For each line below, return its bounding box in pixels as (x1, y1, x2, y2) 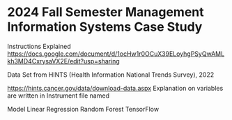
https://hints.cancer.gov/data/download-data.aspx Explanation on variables (7, 84, 224, 92)
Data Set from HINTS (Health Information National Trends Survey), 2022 (7, 70, 215, 79)
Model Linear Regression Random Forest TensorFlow (7, 105, 159, 113)
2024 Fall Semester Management (7, 4, 204, 20)
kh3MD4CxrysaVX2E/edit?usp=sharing (7, 57, 120, 65)
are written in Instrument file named (7, 91, 110, 100)
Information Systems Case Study (7, 19, 203, 35)
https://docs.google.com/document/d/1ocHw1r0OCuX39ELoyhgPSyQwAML (7, 50, 225, 58)
